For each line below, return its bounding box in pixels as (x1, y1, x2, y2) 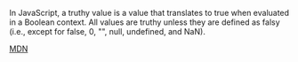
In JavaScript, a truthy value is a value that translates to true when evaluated (9, 8, 290, 18)
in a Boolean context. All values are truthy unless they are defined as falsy (9, 17, 280, 27)
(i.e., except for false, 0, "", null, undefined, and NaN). (9, 27, 206, 36)
